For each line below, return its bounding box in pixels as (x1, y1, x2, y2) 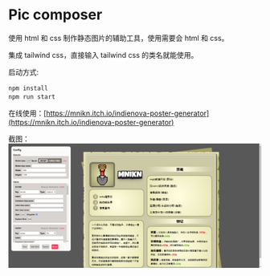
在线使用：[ (8, 108, 47, 118)
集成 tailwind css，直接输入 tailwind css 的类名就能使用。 (8, 50, 198, 59)
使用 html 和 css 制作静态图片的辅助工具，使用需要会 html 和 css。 (8, 33, 229, 43)
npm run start (8, 92, 56, 101)
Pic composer (8, 6, 103, 24)
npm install (8, 84, 48, 92)
